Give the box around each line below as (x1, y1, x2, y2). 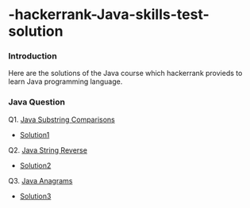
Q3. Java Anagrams (8, 176, 73, 185)
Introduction (8, 51, 57, 62)
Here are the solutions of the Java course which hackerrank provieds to (8, 69, 243, 78)
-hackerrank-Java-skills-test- (8, 6, 210, 24)
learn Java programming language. (8, 77, 123, 86)
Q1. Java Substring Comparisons (8, 115, 115, 124)
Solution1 (19, 130, 50, 139)
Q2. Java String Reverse (8, 145, 87, 155)
